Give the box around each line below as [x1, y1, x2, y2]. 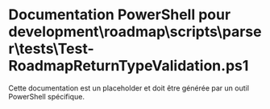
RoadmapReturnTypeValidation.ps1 [8, 57, 249, 75]
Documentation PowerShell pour [8, 6, 231, 24]
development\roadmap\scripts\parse [8, 22, 262, 41]
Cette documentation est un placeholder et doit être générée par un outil [8, 83, 250, 93]
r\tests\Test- [8, 40, 94, 58]
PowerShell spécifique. [8, 91, 85, 101]
